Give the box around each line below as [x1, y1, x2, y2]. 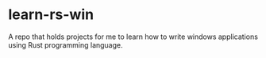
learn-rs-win [8, 6, 94, 24]
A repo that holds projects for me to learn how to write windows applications [8, 32, 258, 41]
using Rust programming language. [8, 40, 123, 49]
